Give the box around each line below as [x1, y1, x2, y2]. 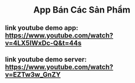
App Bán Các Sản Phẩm [33, 4, 131, 16]
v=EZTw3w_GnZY [5, 70, 61, 79]
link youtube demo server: [5, 55, 87, 64]
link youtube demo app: [5, 24, 78, 32]
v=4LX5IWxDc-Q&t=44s [5, 39, 82, 47]
